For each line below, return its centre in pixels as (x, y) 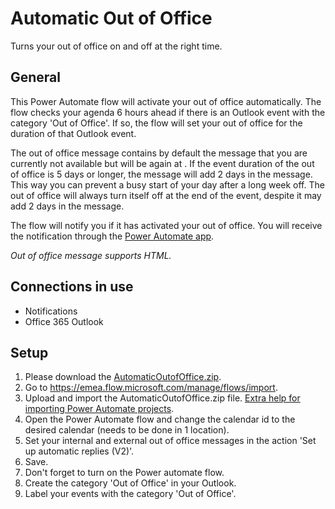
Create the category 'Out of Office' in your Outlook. (130, 483)
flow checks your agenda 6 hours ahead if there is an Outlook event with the (168, 112)
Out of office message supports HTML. (91, 255)
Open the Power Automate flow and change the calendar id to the (160, 419)
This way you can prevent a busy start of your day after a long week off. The (167, 184)
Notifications (51, 311)
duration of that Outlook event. (73, 133)
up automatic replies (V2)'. (79, 451)
